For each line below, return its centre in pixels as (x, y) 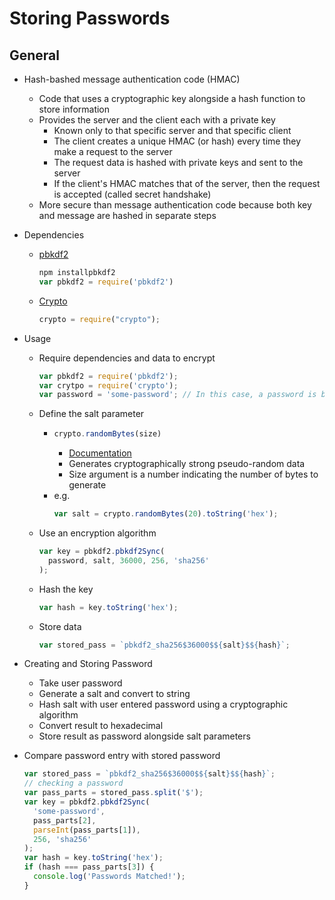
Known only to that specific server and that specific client (172, 130)
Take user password (80, 683)
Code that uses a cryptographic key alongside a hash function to (172, 98)
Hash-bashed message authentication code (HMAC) (132, 79)
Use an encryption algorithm (97, 533)
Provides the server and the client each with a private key (157, 120)
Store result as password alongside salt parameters (144, 736)
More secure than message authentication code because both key (175, 205)
